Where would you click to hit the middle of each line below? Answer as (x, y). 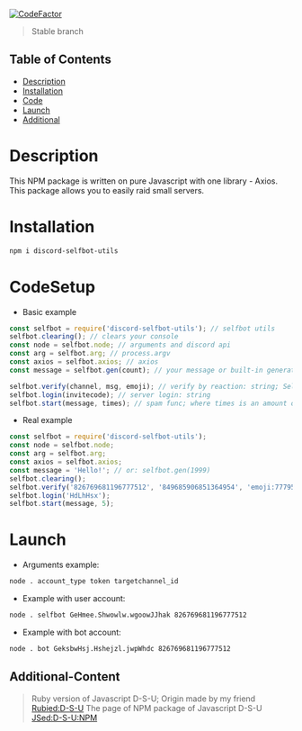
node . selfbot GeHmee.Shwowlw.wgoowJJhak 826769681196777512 (128, 615)
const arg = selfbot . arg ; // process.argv (90, 354)
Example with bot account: (71, 632)
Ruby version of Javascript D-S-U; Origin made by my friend (143, 699)
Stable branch (57, 31)
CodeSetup (53, 287)
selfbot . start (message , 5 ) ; (62, 504)
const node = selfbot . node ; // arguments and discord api (120, 345)
